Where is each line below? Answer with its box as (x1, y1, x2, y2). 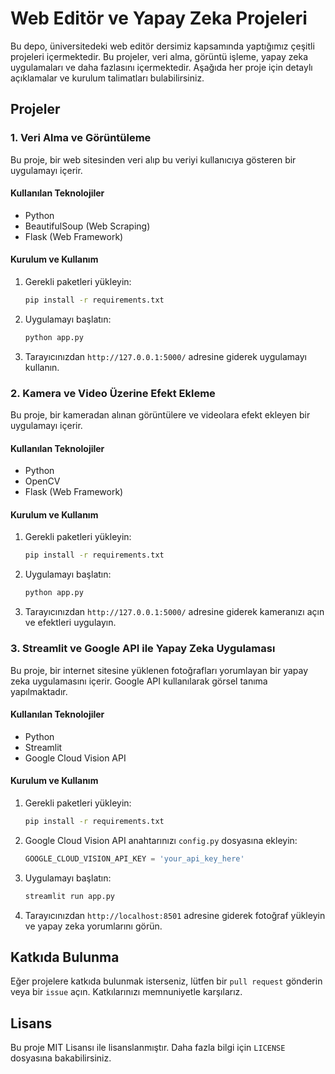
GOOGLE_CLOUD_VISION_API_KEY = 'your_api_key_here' (24, 853, 245, 864)
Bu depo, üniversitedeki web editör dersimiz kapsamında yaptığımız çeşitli (10, 40, 315, 52)
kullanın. (24, 361, 60, 373)
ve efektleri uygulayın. (24, 617, 117, 629)
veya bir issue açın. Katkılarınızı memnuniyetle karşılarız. (10, 986, 243, 998)
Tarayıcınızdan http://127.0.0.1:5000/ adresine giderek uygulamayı (24, 350, 308, 362)
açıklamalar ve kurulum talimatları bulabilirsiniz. (10, 72, 205, 84)
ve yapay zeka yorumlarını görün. (24, 920, 163, 932)
